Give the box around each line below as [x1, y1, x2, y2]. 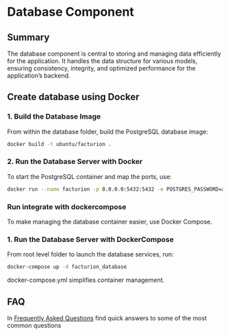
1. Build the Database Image [7, 112, 101, 121]
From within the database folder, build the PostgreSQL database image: [7, 128, 209, 136]
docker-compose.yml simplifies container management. [7, 276, 165, 285]
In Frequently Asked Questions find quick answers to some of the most [7, 314, 207, 322]
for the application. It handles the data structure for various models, [7, 57, 198, 65]
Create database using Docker [7, 91, 140, 103]
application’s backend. [7, 71, 71, 80]
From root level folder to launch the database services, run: [7, 250, 175, 259]
